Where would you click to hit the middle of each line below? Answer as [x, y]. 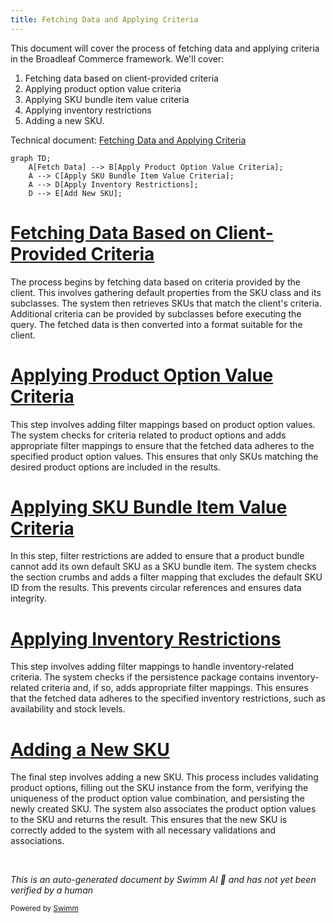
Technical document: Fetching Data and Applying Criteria [128, 140]
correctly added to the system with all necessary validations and [143, 830]
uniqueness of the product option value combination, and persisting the [157, 798]
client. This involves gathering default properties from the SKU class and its [166, 292]
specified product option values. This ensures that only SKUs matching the [164, 456]
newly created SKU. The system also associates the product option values [163, 809]
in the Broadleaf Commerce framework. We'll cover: [117, 58]
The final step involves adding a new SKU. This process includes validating [164, 777]
